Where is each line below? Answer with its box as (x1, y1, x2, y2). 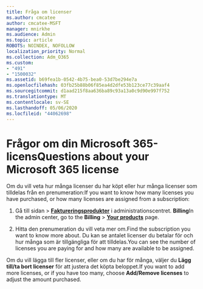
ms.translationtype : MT (6, 93, 67, 100)
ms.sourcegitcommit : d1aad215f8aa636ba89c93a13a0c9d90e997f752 (6, 88, 170, 94)
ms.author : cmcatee (6, 15, 56, 21)
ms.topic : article (6, 37, 53, 43)
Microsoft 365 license (6, 162, 120, 176)
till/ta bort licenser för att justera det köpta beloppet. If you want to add (6, 263, 185, 270)
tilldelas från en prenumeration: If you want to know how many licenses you (6, 189, 194, 196)
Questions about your (37, 149, 150, 163)
